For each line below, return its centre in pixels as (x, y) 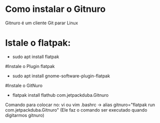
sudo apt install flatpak (36, 57)
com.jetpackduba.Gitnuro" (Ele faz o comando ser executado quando (76, 110)
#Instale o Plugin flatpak (30, 66)
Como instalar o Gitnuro (55, 9)
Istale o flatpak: (38, 43)
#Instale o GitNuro (24, 85)
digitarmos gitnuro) (25, 115)
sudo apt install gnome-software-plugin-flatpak (61, 76)
